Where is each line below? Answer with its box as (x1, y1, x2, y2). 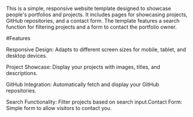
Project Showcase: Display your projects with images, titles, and (6, 63, 161, 70)
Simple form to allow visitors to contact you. (6, 105, 112, 111)
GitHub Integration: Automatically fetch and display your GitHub (6, 81, 160, 88)
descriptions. (6, 70, 38, 76)
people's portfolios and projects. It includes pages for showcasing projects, (6, 11, 188, 18)
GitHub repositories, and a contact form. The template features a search (6, 17, 180, 24)
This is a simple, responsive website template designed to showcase (6, 5, 171, 12)
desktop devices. (6, 52, 48, 59)
